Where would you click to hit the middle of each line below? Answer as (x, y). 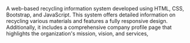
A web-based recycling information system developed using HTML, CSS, (95, 9)
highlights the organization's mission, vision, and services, (77, 34)
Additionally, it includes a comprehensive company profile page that (89, 27)
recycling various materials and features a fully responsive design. (87, 21)
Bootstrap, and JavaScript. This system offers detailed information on (91, 15)
